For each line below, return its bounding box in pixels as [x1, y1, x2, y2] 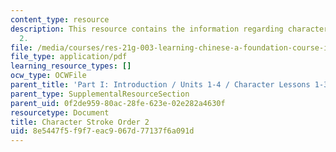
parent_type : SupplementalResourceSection [10, 89, 190, 99]
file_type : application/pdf [10, 52, 128, 62]
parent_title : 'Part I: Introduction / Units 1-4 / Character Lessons [10, 80, 311, 90]
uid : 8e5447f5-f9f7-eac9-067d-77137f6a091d [10, 126, 195, 136]
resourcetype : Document [10, 107, 110, 118]
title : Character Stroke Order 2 [10, 117, 150, 127]
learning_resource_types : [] [10, 61, 132, 71]
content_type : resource [10, 14, 110, 25]
